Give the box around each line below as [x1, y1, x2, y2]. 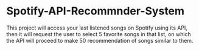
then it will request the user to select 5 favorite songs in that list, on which [6, 30, 191, 37]
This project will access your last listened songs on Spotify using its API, [6, 24, 187, 31]
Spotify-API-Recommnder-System [6, 4, 184, 18]
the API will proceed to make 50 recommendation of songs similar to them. [6, 37, 194, 44]
